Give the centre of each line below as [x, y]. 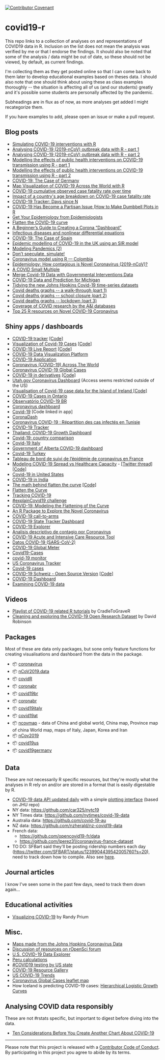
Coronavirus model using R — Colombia [53, 259]
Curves [19, 991]
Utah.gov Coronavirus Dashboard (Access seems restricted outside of [83, 380]
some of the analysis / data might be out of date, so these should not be [78, 57]
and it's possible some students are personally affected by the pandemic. [79, 92]
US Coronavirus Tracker [37, 563]
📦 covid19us [26, 743]
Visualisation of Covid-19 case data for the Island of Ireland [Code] [80, 390]
